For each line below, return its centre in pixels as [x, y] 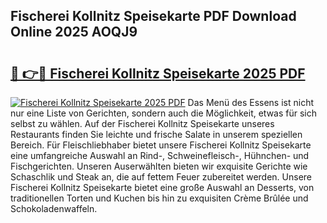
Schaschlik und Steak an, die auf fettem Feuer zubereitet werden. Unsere [161, 177]
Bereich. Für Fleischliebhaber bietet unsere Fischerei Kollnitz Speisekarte [161, 145]
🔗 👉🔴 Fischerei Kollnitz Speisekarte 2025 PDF [158, 73]
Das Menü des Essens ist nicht [251, 102]
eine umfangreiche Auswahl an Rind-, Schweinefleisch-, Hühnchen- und [160, 155]
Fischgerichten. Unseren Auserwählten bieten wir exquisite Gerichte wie [159, 166]
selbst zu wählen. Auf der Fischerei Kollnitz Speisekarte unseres [142, 123]
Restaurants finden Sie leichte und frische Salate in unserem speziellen [156, 134]
